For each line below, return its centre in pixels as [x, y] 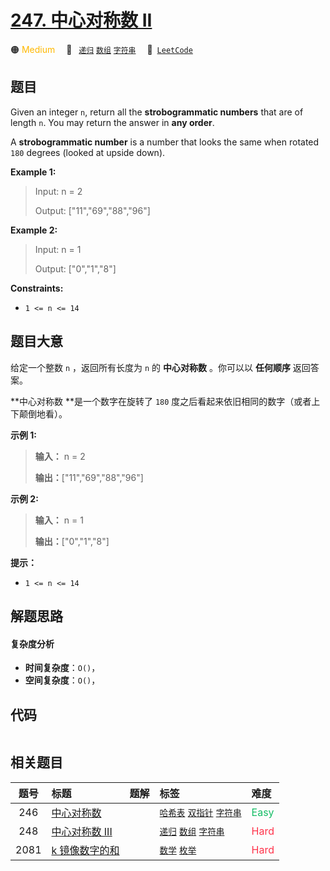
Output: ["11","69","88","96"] [92, 210]
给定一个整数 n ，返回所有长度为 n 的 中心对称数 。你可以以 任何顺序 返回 [160, 367]
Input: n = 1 [58, 249]
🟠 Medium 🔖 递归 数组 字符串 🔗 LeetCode [101, 49]
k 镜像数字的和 [85, 850]
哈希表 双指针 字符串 [200, 812]
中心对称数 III [82, 831]
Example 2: [34, 230]
